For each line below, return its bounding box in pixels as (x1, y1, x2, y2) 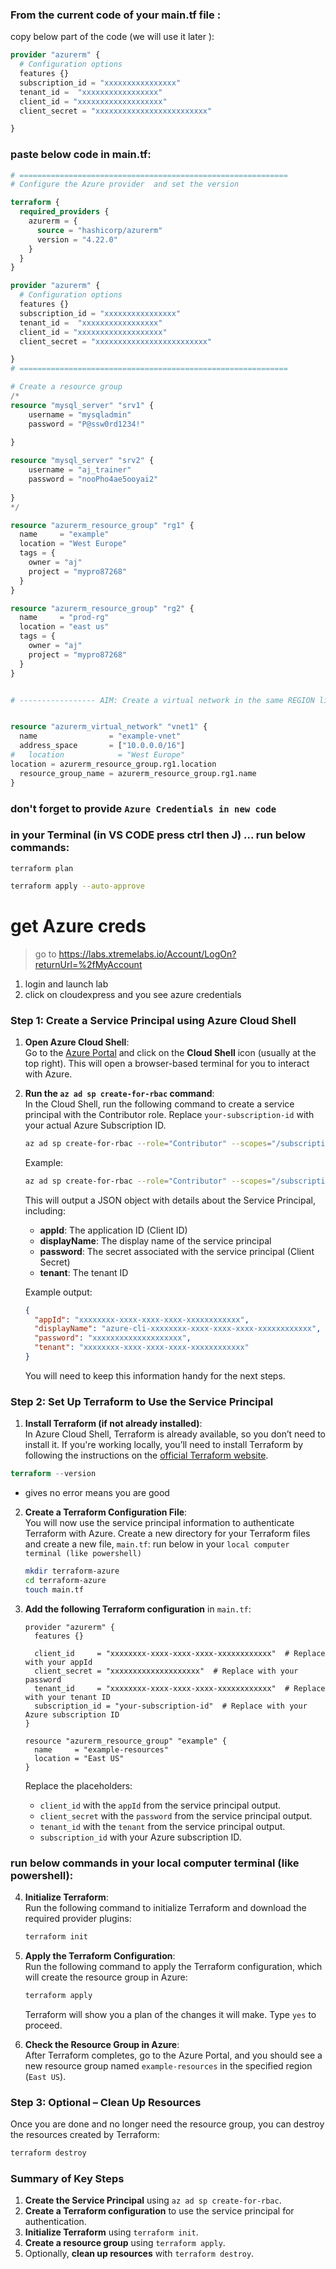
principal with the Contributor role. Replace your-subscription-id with (24, 1108, 315, 1120)
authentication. (24, 2216, 87, 2228)
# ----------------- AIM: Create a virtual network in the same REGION (10, 695, 315, 705)
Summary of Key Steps (10, 2171, 125, 2185)
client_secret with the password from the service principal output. (39, 1809, 313, 1822)
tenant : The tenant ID (39, 1266, 129, 1278)
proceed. (24, 2019, 63, 2031)
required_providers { (19, 207, 110, 217)
